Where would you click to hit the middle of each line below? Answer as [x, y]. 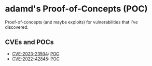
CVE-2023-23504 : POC [35, 54]
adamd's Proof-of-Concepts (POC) [76, 9]
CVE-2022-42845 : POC [36, 59]
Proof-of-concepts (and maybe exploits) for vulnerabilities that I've [71, 22]
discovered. [17, 27]
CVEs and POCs [29, 42]
